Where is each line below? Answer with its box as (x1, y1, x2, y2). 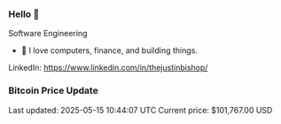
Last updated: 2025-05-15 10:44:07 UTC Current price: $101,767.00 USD (8, 105, 273, 115)
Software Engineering (8, 28, 88, 39)
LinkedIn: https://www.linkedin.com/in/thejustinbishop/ (8, 62, 208, 74)
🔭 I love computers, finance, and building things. (20, 45, 199, 56)
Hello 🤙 (8, 8, 40, 20)
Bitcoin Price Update (8, 84, 98, 97)
